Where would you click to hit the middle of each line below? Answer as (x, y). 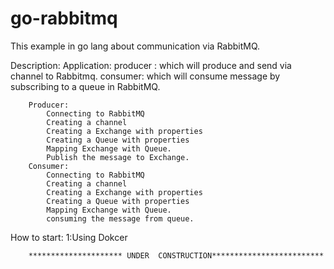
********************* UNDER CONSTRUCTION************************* (176, 255)
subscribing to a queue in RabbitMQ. (85, 86)
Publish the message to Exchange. (118, 157)
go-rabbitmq (64, 18)
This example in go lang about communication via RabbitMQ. (135, 46)
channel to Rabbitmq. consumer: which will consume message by (145, 76)
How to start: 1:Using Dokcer (69, 237)
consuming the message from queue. (120, 218)
